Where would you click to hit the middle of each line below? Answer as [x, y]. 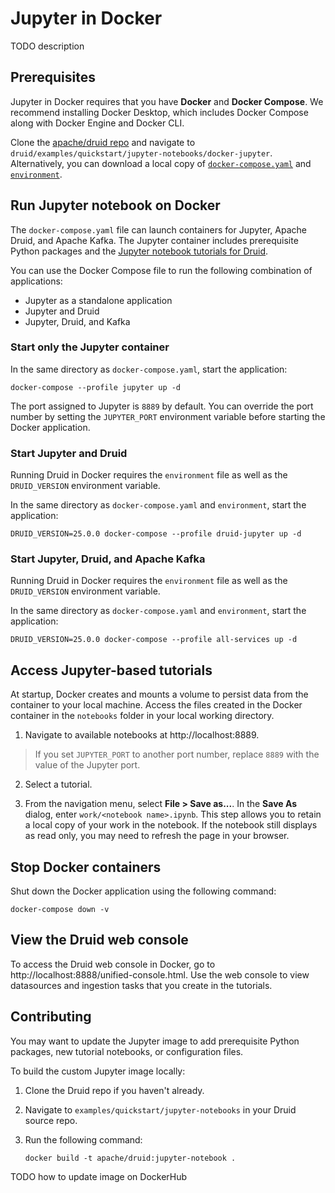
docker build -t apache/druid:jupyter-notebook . [130, 1158]
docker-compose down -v [60, 910]
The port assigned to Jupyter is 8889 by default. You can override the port [162, 406]
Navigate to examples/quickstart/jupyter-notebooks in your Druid [160, 1109]
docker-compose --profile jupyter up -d [96, 387]
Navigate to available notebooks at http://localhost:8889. [142, 735]
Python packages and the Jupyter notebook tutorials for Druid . [139, 251]
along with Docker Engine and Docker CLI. [97, 123]
